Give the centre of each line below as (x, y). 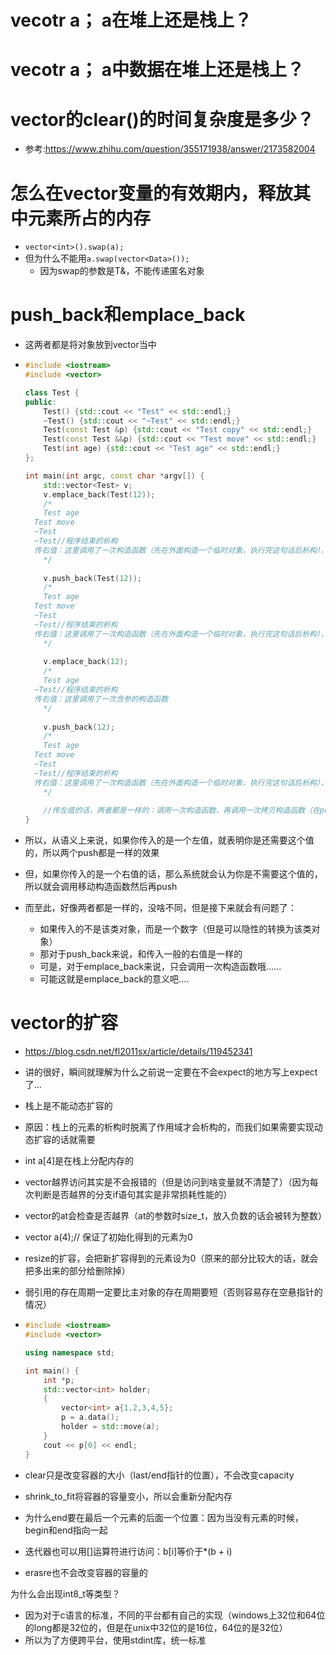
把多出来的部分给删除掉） (77, 1271)
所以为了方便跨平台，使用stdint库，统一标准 (115, 1640)
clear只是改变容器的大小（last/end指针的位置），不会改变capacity (159, 1475)
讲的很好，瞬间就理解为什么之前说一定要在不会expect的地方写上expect (171, 1072)
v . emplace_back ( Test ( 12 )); (99, 494)
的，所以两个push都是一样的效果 (92, 853)
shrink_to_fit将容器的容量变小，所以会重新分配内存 (128, 1496)
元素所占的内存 (90, 218)
